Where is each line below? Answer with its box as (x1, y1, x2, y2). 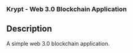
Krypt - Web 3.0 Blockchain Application (6, 5, 127, 13)
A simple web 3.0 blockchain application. (6, 40, 110, 47)
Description (6, 24, 52, 34)
